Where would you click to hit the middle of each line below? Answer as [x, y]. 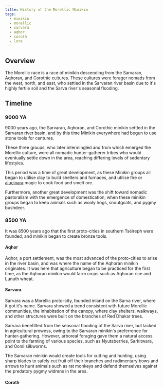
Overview [20, 61]
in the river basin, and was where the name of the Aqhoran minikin [72, 263]
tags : [10, 14]
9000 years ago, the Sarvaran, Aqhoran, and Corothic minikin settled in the [80, 128]
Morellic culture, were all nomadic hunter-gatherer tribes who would [73, 153]
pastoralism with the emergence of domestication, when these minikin [75, 197]
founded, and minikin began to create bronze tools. [56, 236]
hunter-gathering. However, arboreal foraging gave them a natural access [79, 336]
